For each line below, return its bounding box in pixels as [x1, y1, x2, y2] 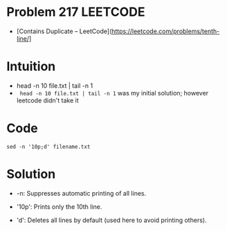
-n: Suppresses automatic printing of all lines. [16, 189, 147, 197]
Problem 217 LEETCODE [6, 4, 145, 20]
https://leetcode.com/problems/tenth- [111, 27, 220, 35]
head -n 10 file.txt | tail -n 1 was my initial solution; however [19, 89, 209, 97]
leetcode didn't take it [16, 96, 79, 104]
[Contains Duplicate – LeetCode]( [16, 27, 112, 35]
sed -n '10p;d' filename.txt [6, 143, 91, 150]
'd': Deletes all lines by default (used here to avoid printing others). [16, 216, 207, 224]
